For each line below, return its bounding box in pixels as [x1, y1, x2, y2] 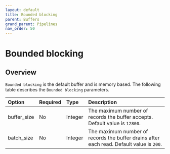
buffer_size [8, 114, 34, 121]
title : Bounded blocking [5, 12, 58, 17]
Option [8, 99, 25, 106]
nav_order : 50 [5, 26, 35, 31]
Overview [5, 68, 37, 76]
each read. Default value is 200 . [88, 141, 162, 148]
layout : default [5, 7, 39, 13]
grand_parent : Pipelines [5, 21, 58, 27]
